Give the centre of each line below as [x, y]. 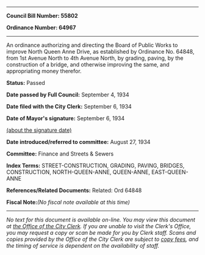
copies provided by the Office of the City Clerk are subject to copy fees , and [103, 239]
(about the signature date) [39, 130]
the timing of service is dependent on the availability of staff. [83, 246]
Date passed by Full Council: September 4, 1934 [68, 95]
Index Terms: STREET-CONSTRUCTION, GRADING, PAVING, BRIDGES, [95, 166]
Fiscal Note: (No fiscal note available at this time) [68, 202]
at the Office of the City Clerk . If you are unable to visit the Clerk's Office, [99, 226]
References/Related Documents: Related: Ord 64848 [74, 190]
